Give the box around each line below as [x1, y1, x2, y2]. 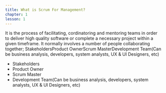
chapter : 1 [5, 12, 28, 17]
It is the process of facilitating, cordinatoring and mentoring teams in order [5, 30, 158, 36]
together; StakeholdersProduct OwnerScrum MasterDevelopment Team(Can [5, 46, 162, 52]
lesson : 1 [5, 16, 26, 21]
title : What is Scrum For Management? [5, 7, 85, 12]
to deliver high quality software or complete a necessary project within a [5, 35, 154, 41]
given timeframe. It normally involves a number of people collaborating [5, 41, 150, 47]
